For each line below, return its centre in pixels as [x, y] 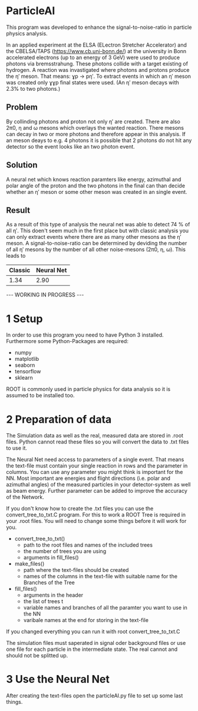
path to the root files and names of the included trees [88, 545]
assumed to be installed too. [40, 396]
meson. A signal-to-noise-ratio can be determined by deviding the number [97, 243]
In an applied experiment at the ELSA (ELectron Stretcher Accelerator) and [97, 45]
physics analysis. [27, 33]
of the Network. [25, 497]
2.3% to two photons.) [33, 88]
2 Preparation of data [59, 419]
